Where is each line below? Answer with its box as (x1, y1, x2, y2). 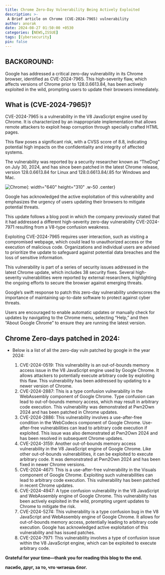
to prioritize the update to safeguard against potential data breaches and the (5, 249, 160, 255)
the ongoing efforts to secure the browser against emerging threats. (5, 280, 143, 286)
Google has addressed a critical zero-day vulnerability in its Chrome (5, 70, 143, 76)
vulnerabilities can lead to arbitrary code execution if (40, 425, 147, 431)
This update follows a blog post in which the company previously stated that (5, 214, 160, 220)
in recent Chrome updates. (19, 482, 74, 488)
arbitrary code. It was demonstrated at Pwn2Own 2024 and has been (19, 456, 161, 462)
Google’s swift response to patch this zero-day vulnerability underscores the (5, 289, 161, 296)
